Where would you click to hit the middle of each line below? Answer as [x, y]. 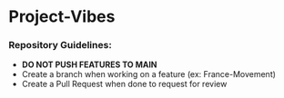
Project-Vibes [62, 17]
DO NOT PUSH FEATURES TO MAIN [89, 64]
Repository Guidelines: [61, 45]
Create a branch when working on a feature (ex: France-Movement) [149, 74]
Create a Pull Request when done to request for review [124, 84]
